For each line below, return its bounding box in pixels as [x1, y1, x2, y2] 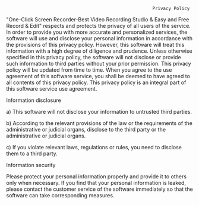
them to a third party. [6, 150, 58, 157]
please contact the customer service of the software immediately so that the [6, 185, 193, 193]
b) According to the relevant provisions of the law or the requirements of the [6, 120, 193, 127]
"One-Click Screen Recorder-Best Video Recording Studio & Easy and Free [6, 16, 189, 23]
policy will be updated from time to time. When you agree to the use [6, 66, 172, 73]
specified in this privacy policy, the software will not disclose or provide [6, 54, 181, 60]
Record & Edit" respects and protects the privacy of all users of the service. [6, 23, 191, 29]
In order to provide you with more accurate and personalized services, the [6, 28, 188, 36]
